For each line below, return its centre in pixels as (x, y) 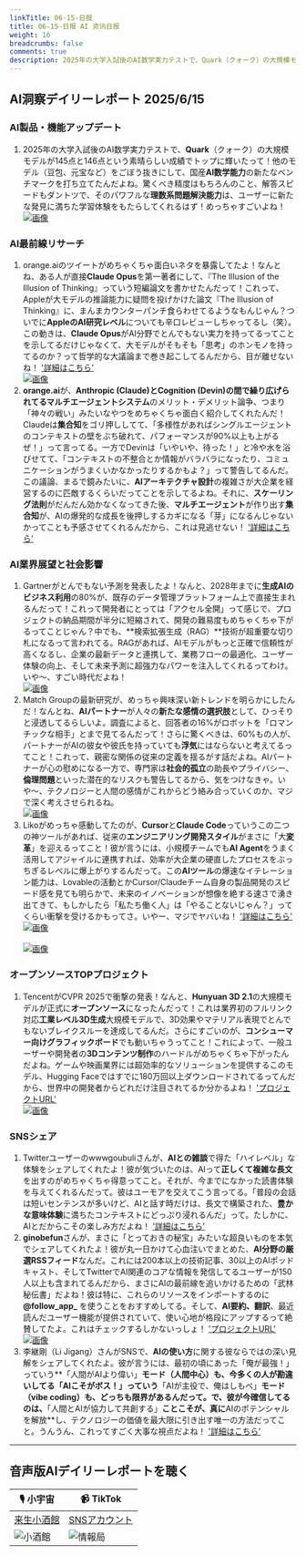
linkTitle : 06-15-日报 (51, 18)
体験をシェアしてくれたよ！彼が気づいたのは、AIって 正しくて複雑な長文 (158, 1169)
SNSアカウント (101, 1520)
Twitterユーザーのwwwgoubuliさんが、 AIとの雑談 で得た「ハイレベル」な (159, 1158)
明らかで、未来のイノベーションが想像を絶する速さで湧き (186, 893)
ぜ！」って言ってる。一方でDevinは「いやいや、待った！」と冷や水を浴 (157, 447)
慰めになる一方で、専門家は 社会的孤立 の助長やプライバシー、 (178, 768)
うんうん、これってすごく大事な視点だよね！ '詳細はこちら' (150, 1431)
